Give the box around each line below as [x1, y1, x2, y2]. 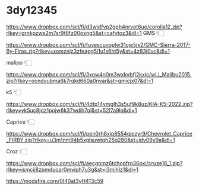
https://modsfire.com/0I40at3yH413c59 [6, 177, 104, 184]
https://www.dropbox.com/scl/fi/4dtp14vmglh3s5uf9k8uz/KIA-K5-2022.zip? [6, 100, 193, 107]
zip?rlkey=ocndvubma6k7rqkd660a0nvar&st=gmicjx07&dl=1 [6, 77, 154, 84]
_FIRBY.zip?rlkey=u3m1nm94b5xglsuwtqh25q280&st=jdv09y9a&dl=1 [6, 136, 175, 143]
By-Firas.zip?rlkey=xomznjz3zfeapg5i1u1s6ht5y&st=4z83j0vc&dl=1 [6, 47, 170, 54]
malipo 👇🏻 [6, 59, 31, 66]
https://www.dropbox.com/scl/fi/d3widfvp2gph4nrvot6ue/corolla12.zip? [6, 23, 182, 30]
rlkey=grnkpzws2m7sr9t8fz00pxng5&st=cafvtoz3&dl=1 [6, 29, 142, 36]
